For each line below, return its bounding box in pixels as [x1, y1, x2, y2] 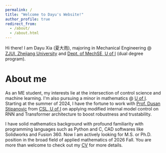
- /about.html [9, 30, 39, 35]
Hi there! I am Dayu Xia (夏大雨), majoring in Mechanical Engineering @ [5, 45, 151, 50]
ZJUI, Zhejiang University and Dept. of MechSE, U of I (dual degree [5, 50, 143, 56]
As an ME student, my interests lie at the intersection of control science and [5, 89, 161, 95]
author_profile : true [5, 16, 50, 21]
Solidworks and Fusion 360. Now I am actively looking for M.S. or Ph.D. [5, 131, 151, 137]
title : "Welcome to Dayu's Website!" [5, 12, 84, 17]
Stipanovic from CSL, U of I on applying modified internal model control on [5, 105, 159, 111]
